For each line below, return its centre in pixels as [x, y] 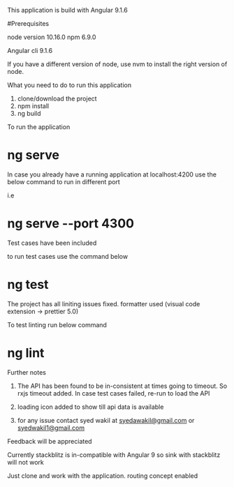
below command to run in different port [64, 181]
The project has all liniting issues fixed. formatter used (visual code [104, 304]
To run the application [39, 127]
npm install [33, 106]
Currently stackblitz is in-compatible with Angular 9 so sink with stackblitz [114, 455]
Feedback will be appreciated [50, 441]
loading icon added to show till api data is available [90, 407]
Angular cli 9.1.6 [30, 51]
